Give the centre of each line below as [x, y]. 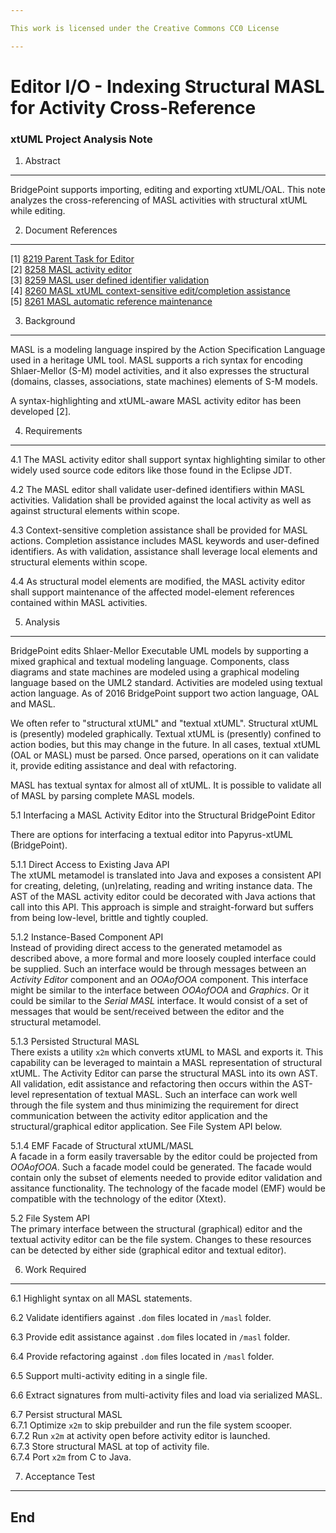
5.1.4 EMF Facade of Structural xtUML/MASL [102, 1146]
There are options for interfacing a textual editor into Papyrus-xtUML [151, 835]
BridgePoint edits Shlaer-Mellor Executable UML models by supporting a [159, 651]
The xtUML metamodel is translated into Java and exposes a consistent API [166, 875]
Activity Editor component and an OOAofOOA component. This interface [159, 980]
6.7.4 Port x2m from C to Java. [71, 1457]
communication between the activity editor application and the [139, 1116]
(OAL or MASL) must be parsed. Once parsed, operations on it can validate [165, 755]
